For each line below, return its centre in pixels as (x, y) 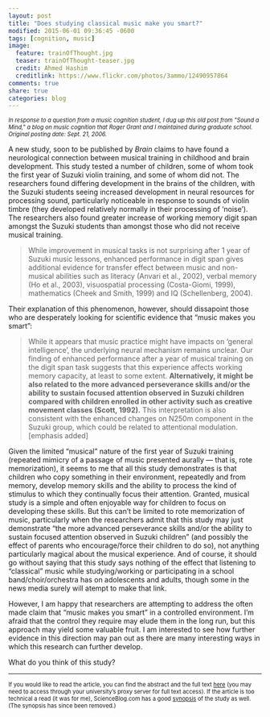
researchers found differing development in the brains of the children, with (132, 184)
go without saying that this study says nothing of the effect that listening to (132, 563)
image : (19, 46)
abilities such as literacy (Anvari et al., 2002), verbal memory (156, 276)
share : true (28, 91)
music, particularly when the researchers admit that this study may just (126, 520)
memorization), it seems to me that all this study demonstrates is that (123, 469)
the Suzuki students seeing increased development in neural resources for (131, 192)
